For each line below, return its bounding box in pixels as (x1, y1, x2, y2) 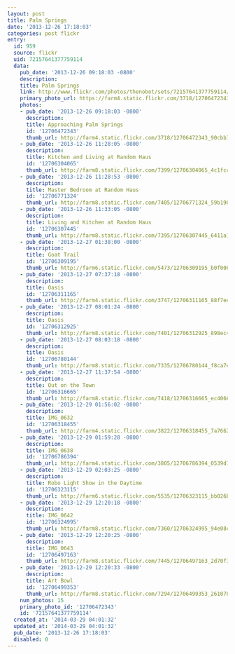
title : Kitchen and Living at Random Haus (25, 154, 152, 161)
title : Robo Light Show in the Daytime (25, 479, 142, 486)
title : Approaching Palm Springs (25, 121, 124, 128)
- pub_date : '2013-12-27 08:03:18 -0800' (20, 336, 142, 343)
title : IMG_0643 (25, 545, 73, 552)
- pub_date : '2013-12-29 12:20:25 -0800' (20, 531, 142, 538)
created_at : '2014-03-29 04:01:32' (13, 616, 117, 624)
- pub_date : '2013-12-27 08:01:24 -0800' (20, 304, 142, 311)
